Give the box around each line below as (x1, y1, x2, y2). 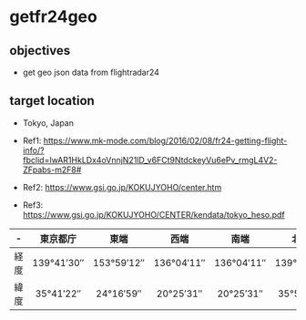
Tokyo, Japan (22, 117, 75, 129)
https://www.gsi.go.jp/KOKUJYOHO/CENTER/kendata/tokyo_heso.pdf (22, 209, 285, 220)
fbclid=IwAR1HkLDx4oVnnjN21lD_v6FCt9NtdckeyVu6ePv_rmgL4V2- (22, 154, 278, 165)
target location (9, 93, 96, 108)
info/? (22, 144, 45, 156)
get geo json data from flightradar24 (22, 67, 159, 77)
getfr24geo (9, 6, 97, 27)
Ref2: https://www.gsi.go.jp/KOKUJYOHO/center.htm (22, 181, 222, 192)
